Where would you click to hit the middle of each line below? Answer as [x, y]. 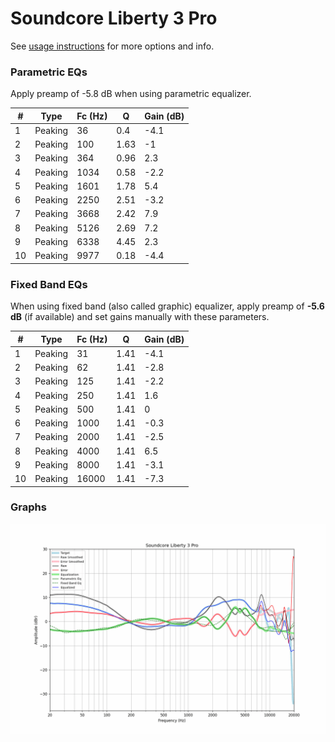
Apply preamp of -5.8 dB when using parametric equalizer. [131, 94]
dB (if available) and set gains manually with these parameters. [140, 317]
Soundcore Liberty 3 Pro [114, 18]
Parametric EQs [49, 72]
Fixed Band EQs [49, 284]
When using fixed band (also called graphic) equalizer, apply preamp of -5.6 [167, 306]
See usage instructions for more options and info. [112, 46]
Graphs [28, 507]
